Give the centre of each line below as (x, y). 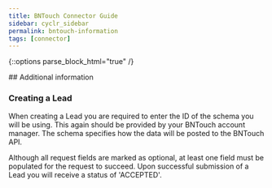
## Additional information (51, 77)
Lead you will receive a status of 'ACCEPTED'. (85, 174)
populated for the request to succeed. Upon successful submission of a (129, 166)
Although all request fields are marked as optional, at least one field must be (136, 157)
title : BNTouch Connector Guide (63, 16)
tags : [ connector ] (39, 38)
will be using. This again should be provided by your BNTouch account (127, 124)
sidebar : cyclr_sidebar (49, 23)
